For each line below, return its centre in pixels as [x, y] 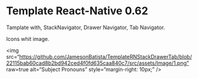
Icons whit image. [28, 39]
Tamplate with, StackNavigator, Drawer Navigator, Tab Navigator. [86, 27]
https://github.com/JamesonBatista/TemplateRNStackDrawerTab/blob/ [106, 56]
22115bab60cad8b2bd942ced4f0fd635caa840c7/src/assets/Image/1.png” [98, 63]
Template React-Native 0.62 [77, 11]
